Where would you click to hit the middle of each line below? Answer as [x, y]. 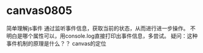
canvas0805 [39, 11]
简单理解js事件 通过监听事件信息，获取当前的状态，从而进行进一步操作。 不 [101, 28]
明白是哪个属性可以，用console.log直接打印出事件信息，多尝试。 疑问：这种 [102, 36]
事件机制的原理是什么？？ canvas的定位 [57, 43]
